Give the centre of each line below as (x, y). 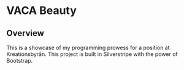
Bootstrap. (20, 61)
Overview (25, 33)
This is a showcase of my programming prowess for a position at (88, 47)
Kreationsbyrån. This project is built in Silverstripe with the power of (92, 54)
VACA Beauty (41, 11)
